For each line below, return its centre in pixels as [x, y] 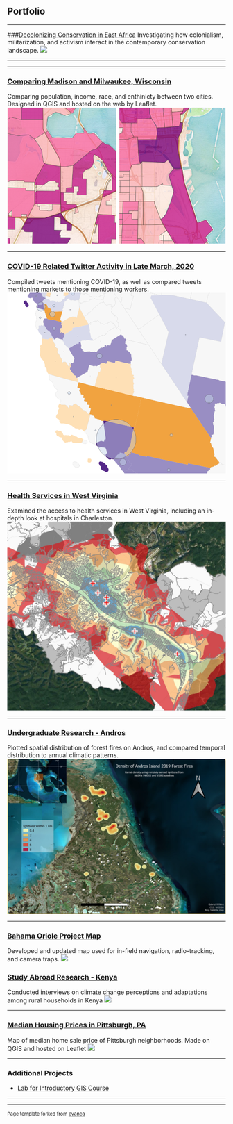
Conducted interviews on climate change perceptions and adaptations [107, 992]
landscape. [23, 50]
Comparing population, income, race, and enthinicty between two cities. [110, 97]
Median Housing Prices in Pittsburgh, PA [77, 1025]
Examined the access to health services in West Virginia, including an [106, 511]
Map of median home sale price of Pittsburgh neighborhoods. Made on [109, 1040]
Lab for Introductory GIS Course [63, 1088]
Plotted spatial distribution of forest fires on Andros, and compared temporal [116, 748]
